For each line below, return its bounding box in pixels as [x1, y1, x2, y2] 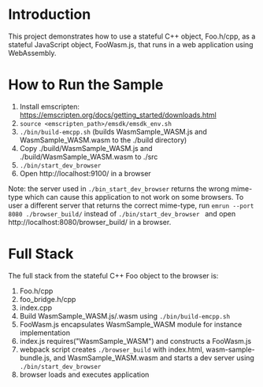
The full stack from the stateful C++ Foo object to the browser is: [8, 271, 219, 280]
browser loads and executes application [19, 370, 150, 379]
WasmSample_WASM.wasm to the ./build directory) [19, 135, 187, 145]
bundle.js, [19, 352, 52, 363]
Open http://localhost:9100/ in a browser [19, 168, 151, 178]
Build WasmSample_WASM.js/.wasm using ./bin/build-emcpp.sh [19, 311, 231, 320]
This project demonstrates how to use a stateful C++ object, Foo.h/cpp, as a [8, 31, 256, 41]
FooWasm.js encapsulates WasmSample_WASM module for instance [19, 319, 243, 329]
